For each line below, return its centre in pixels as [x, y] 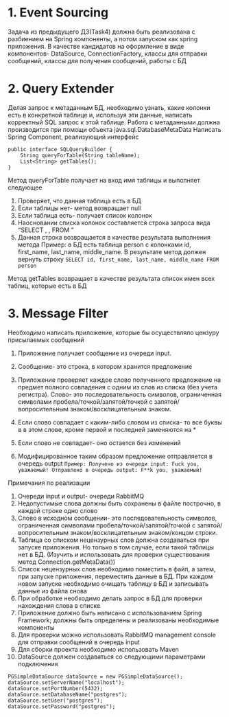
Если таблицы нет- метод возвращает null [79, 208]
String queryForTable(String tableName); [80, 155]
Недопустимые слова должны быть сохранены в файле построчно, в [119, 503]
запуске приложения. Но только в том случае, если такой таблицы [116, 547]
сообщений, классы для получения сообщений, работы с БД [97, 60]
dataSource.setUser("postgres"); [56, 701]
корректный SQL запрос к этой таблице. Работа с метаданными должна [114, 122]
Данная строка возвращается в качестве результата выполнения [114, 237]
